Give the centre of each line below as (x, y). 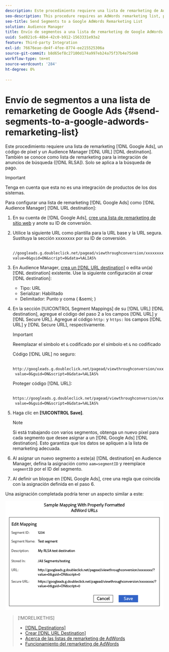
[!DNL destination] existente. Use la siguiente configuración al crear (83, 273)
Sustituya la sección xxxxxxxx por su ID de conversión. (69, 238)
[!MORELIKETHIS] (36, 618)
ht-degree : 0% (20, 69)
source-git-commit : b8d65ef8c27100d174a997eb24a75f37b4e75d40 (72, 53)
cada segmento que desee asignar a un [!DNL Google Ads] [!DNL (80, 438)
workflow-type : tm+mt (28, 59)
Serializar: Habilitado (41, 293)
